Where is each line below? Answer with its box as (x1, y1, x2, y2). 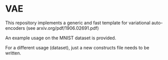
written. (5, 50, 21, 56)
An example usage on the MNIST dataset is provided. (5, 35, 116, 41)
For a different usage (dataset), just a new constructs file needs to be (5, 44, 149, 50)
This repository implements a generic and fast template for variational (5, 20, 151, 26)
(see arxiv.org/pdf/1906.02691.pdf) (26, 25, 99, 31)
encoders (5, 25, 25, 31)
